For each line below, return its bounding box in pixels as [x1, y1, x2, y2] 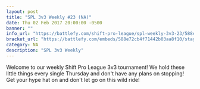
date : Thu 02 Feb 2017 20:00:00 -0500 [6, 20, 102, 26]
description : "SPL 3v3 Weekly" [6, 47, 84, 53]
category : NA [6, 42, 39, 48]
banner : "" [6, 25, 33, 31]
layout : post [6, 8, 39, 15]
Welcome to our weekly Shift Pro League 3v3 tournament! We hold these [6, 63, 185, 71]
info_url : [6, 31, 31, 37]
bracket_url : [6, 36, 39, 42]
